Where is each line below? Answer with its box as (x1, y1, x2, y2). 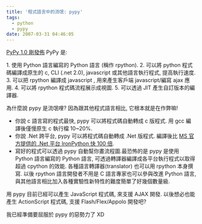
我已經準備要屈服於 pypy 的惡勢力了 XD (6, 211, 104, 218)
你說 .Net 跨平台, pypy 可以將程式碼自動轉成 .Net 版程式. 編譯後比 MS (14, 132, 188, 139)
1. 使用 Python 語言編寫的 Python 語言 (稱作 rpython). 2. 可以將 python (6, 62, 181, 69)
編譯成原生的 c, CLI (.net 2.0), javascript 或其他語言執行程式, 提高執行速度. (11, 69, 196, 76)
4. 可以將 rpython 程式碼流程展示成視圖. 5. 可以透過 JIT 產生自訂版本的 (14, 84, 190, 91)
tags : (6, 14, 20, 21)
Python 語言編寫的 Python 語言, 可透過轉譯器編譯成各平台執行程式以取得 (14, 155, 195, 162)
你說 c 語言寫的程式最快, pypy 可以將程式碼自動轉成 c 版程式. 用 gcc (14, 117, 185, 124)
